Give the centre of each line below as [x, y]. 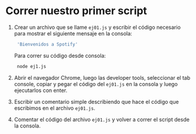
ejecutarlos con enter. [40, 90]
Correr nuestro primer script [76, 11]
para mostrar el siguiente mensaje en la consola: [73, 33]
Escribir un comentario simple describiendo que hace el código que [97, 102]
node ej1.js [32, 66]
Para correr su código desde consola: [60, 55]
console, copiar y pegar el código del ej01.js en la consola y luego [96, 84]
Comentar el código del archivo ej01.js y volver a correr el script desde [102, 119]
